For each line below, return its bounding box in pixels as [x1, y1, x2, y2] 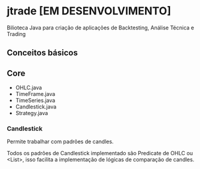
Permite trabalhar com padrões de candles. [7, 138, 114, 145]
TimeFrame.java [15, 90, 56, 98]
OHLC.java [15, 84, 43, 91]
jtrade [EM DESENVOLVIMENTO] [7, 4, 171, 18]
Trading [7, 30, 26, 37]
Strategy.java [15, 110, 49, 117]
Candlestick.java [15, 103, 57, 110]
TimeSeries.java [15, 97, 56, 104]
